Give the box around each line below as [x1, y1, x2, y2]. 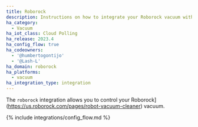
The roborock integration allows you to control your [6, 96, 130, 103]
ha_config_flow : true [6, 42, 60, 48]
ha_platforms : [6, 69, 41, 75]
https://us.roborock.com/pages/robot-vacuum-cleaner [8, 103, 141, 109]
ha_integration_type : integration [6, 80, 91, 86]
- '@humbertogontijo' [11, 53, 65, 58]
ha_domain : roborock [6, 63, 57, 70]
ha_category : [6, 19, 38, 25]
